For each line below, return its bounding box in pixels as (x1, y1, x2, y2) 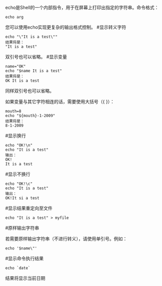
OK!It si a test (5, 195, 39, 201)
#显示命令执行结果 (5, 255, 44, 261)
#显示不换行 (5, 171, 30, 177)
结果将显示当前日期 (5, 275, 46, 281)
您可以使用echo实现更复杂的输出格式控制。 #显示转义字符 (5, 24, 127, 30)
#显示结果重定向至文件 (5, 205, 53, 211)
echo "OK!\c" (5, 181, 33, 186)
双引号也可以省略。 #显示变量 (5, 54, 67, 60)
